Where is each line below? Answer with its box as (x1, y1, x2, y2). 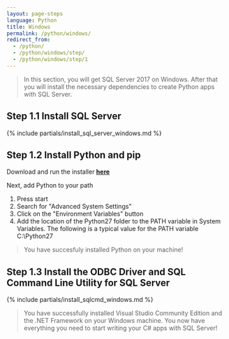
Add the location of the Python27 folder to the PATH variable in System (16, 217, 221, 226)
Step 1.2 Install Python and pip (6, 148, 141, 161)
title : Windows (6, 23, 51, 30)
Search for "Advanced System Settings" (16, 202, 132, 211)
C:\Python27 (16, 232, 54, 240)
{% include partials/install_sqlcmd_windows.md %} (6, 296, 154, 304)
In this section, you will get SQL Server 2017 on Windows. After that (23, 75, 218, 83)
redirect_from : (6, 36, 51, 43)
